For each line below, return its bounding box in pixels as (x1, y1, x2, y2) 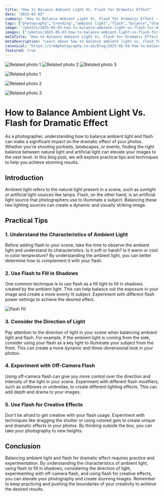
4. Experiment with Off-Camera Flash (5, 362, 95, 369)
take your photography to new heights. (5, 428, 83, 434)
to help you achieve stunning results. (5, 159, 79, 165)
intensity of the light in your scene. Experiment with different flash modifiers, (5, 378, 159, 384)
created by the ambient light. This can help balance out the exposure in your (5, 286, 159, 292)
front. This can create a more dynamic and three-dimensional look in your (5, 345, 153, 351)
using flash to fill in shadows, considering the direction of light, (5, 465, 131, 471)
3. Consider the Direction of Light (5, 318, 85, 325)
